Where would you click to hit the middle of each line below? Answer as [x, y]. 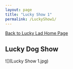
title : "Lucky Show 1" [29, 14]
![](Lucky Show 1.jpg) [27, 61]
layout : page [19, 10]
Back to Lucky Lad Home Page [37, 33]
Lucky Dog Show [32, 49]
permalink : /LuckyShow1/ [31, 19]
